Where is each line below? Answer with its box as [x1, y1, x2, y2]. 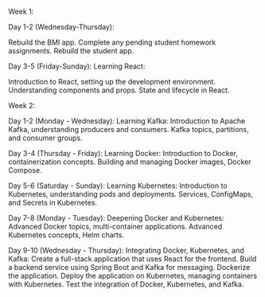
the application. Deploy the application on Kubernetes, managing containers [8, 271, 257, 280]
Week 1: [8, 7, 34, 16]
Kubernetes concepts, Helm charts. [8, 230, 125, 240]
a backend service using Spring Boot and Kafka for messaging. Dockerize [8, 263, 251, 272]
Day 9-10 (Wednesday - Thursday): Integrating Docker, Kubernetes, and [8, 246, 244, 255]
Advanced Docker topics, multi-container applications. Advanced [8, 222, 223, 231]
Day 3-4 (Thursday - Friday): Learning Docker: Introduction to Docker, [8, 149, 239, 158]
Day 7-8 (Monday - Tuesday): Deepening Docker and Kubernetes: [8, 213, 224, 222]
